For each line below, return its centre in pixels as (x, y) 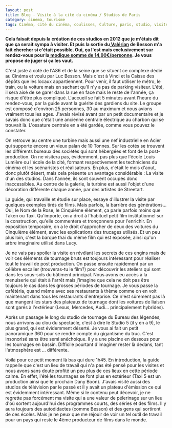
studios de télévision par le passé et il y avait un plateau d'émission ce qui (83, 387)
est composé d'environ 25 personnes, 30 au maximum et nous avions (79, 109)
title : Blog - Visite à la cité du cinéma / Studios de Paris (73, 15)
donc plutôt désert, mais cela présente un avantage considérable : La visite (84, 173)
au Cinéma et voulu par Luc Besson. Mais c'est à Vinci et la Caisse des (80, 76)
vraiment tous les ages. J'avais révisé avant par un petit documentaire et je (84, 114)
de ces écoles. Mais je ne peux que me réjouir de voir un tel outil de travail (84, 414)
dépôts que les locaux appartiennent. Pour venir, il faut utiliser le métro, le (83, 81)
